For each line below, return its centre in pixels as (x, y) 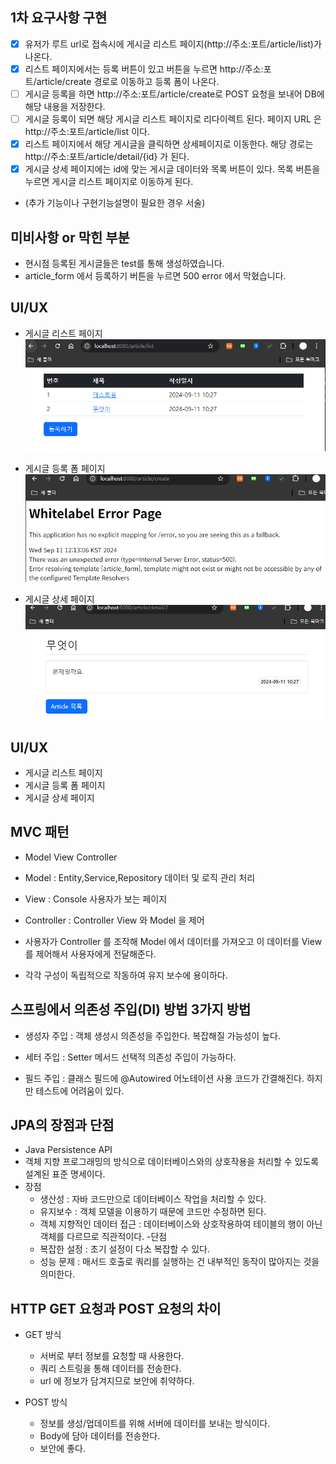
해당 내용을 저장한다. (65, 106)
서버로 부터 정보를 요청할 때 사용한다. (112, 1356)
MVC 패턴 (40, 832)
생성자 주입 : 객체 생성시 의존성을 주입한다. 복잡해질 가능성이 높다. (152, 1035)
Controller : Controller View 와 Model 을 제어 (114, 920)
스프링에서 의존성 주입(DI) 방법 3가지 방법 (131, 1009)
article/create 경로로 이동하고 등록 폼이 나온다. (128, 81)
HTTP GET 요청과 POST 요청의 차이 (116, 1308)
